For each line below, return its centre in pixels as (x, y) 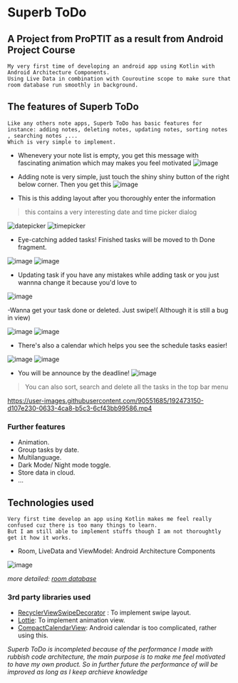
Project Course (42, 50)
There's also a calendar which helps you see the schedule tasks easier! (123, 345)
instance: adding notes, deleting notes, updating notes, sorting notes (118, 129)
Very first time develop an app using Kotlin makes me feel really (110, 519)
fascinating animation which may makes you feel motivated (104, 163)
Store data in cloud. (46, 472)
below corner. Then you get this (64, 184)
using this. (33, 635)
